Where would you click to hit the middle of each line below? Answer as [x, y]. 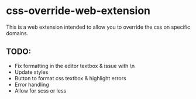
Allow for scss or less [40, 91]
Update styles [31, 72]
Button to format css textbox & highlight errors [71, 78]
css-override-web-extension [78, 11]
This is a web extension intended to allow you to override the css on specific [98, 27]
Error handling [32, 84]
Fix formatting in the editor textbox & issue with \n [75, 66]
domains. [17, 33]
